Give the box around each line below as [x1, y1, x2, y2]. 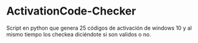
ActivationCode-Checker [6, 4, 136, 18]
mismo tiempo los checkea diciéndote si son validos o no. [6, 30, 151, 38]
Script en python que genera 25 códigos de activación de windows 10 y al [6, 24, 192, 31]
